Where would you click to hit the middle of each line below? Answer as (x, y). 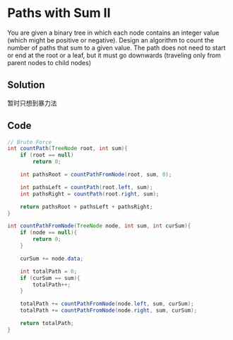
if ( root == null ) (47, 155)
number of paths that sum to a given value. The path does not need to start (116, 47)
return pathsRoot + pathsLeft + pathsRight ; (86, 207)
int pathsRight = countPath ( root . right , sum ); (90, 194)
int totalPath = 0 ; (49, 271)
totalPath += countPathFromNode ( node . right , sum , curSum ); (109, 311)
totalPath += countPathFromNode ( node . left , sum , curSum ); (107, 304)
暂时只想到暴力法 (32, 103)
